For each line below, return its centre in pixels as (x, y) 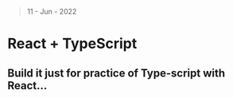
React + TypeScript (72, 44)
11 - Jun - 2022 (52, 12)
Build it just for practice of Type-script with (116, 73)
